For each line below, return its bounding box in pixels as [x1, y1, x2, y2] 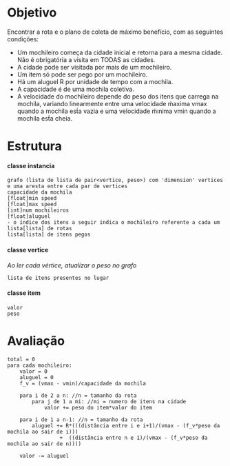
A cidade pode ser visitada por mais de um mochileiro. [17, 63, 172, 71]
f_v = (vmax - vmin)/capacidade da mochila [19, 380, 147, 387]
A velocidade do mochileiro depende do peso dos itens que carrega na [17, 92, 219, 101]
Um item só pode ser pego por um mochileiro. [17, 70, 148, 79]
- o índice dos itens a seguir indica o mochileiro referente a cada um [7, 219, 220, 226]
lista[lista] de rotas [7, 225, 72, 232]
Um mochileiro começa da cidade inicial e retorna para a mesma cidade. [17, 48, 222, 57]
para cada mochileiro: [7, 362, 72, 369]
